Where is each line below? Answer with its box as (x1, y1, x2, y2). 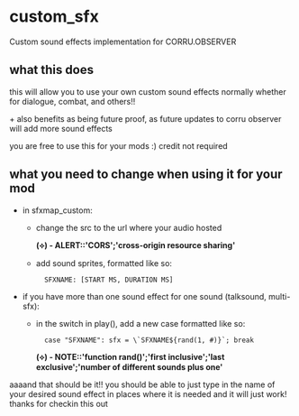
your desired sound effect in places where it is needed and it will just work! (9, 388, 287, 399)
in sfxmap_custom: (22, 205, 93, 216)
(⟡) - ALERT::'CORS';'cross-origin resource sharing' (35, 239, 236, 250)
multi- (268, 291, 291, 301)
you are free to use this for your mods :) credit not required (9, 140, 228, 151)
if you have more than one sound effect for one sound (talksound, (22, 291, 267, 301)
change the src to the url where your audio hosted (35, 222, 222, 233)
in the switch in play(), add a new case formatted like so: (35, 318, 246, 328)
